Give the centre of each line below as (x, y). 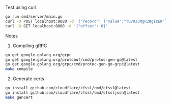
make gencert (19, 97)
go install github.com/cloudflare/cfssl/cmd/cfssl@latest (68, 88)
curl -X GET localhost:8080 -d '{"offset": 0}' (57, 26)
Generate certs (28, 79)
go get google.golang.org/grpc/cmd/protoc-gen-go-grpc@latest (73, 64)
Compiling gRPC (30, 46)
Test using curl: (22, 7)
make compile (19, 69)
